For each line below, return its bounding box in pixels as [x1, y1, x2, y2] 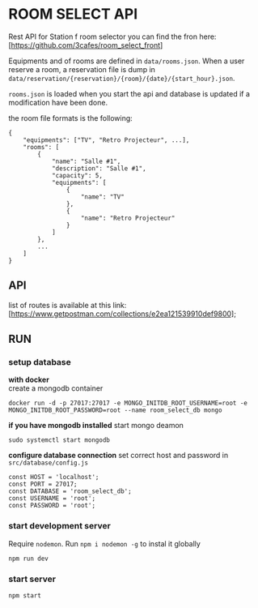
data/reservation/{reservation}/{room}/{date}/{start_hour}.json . [8, 73, 235, 83]
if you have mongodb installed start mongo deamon [8, 421, 184, 430]
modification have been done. [8, 97, 108, 107]
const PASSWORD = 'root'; [8, 502, 95, 510]
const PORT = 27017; [8, 480, 78, 489]
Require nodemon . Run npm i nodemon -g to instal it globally [8, 538, 201, 548]
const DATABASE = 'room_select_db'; [8, 487, 132, 495]
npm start [8, 592, 42, 600]
